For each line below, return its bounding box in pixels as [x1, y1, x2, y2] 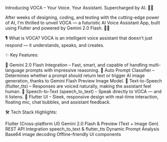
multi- [148, 62, 161, 67]
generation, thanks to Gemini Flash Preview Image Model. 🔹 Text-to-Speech [5, 78, 162, 83]
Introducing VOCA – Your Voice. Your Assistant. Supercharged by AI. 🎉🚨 [5, 5, 154, 10]
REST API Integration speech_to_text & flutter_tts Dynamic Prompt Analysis [5, 126, 159, 132]
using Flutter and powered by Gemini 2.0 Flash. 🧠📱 [5, 25, 110, 31]
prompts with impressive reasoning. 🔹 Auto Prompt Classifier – [25, 67, 155, 73]
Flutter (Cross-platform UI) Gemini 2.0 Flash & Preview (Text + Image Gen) [5, 120, 159, 126]
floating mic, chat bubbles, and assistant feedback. [5, 99, 111, 105]
